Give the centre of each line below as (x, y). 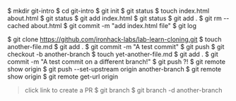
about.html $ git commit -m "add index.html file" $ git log (113, 26)
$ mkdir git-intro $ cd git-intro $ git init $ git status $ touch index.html (108, 11)
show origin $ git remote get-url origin (63, 76)
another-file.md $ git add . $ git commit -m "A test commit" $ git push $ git (116, 47)
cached (18, 26)
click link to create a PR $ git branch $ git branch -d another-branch (123, 90)
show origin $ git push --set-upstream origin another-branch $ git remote (114, 69)
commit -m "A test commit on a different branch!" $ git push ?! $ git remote (117, 62)
